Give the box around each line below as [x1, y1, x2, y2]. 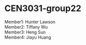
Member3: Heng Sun [4, 29, 46, 35]
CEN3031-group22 [4, 3, 82, 14]
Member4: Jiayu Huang [4, 34, 51, 40]
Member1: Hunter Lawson [4, 19, 56, 25]
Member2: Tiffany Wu [4, 24, 48, 30]
